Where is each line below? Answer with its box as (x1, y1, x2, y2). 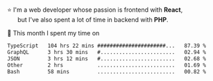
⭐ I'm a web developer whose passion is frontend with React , (7, 6, 183, 14)
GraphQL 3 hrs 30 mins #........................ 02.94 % (7, 48, 207, 55)
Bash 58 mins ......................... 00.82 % (7, 68, 207, 75)
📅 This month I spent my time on (7, 29, 100, 37)
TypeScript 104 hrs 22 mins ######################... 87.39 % (7, 42, 207, 49)
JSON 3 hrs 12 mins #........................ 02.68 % (7, 55, 207, 62)
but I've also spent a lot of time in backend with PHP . (17, 16, 169, 24)
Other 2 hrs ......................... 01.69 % (7, 62, 207, 69)
